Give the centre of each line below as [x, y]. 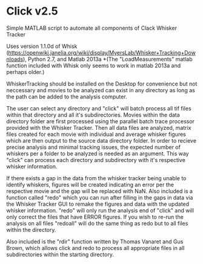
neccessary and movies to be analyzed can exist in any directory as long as [101, 90]
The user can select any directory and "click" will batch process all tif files [99, 108]
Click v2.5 [32, 11]
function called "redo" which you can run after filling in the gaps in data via [100, 197]
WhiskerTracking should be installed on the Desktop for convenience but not [102, 84]
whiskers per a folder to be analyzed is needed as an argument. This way [98, 154]
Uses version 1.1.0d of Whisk [42, 46]
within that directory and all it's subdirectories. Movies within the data [93, 115]
